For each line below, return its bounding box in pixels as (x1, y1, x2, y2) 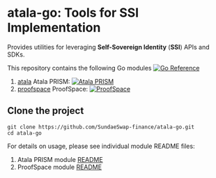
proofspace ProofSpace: (17, 84, 88, 93)
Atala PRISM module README (17, 155, 103, 163)
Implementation (7, 20, 101, 36)
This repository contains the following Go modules (7, 64, 152, 72)
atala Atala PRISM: (17, 77, 70, 85)
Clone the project (7, 105, 84, 117)
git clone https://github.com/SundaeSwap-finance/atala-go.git (7, 124, 195, 131)
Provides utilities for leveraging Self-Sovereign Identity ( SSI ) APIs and (7, 43, 210, 51)
